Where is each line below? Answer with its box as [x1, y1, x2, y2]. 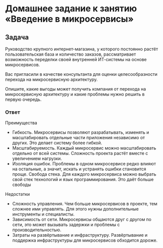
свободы [12, 182, 31, 187]
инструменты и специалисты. [12, 211, 75, 217]
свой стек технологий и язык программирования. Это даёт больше [12, 177, 154, 183]
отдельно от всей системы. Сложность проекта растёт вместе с [12, 151, 148, 156]
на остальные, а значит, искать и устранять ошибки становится [12, 166, 146, 172]
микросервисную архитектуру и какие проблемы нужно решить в [5, 92, 145, 97]
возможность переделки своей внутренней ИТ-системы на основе [5, 57, 147, 62]
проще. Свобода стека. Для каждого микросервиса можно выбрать [12, 171, 157, 177]
